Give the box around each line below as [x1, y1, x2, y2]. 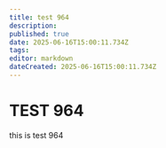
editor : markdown [9, 54, 74, 63]
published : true [9, 29, 69, 38]
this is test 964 [9, 129, 64, 140]
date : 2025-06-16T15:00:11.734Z [9, 37, 129, 47]
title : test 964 [9, 12, 69, 22]
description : [9, 21, 58, 30]
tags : [9, 46, 29, 55]
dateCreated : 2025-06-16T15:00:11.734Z [9, 63, 157, 72]
